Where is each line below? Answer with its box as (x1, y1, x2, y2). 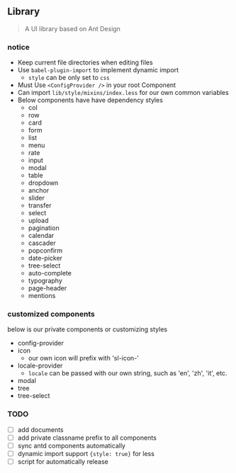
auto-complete (28, 269, 72, 278)
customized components (7, 309, 96, 319)
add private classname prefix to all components (17, 433, 157, 442)
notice (7, 42, 30, 52)
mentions (28, 292, 56, 300)
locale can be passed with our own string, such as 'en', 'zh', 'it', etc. (28, 369, 227, 377)
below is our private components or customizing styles (7, 325, 168, 334)
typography (28, 276, 62, 285)
